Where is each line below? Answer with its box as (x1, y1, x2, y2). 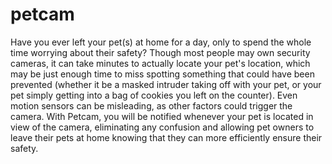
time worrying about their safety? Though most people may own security (10, 46, 311, 58)
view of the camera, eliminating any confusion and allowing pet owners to (10, 121, 315, 133)
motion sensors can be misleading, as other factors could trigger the (10, 99, 293, 112)
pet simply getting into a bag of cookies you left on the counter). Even (10, 89, 298, 101)
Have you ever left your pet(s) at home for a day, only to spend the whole (10, 36, 312, 48)
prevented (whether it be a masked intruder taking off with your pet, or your (10, 78, 322, 90)
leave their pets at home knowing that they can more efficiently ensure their (10, 131, 323, 143)
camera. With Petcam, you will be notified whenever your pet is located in (10, 110, 314, 122)
